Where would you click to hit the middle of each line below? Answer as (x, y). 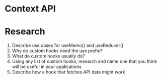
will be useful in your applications (47, 67)
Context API (30, 9)
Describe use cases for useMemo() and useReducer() (68, 45)
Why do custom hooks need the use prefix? (57, 51)
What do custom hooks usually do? (48, 56)
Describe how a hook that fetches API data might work (68, 72)
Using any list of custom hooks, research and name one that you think (85, 61)
